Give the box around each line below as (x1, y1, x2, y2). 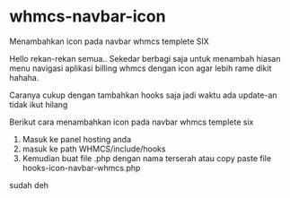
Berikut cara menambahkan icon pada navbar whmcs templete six (9, 116, 254, 127)
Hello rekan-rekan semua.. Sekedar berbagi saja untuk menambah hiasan (9, 53, 281, 64)
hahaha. (9, 72, 40, 82)
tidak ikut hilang (9, 99, 68, 109)
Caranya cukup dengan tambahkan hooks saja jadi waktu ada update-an (9, 90, 277, 100)
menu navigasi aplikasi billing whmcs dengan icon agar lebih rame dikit (9, 63, 272, 73)
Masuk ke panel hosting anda (22, 133, 132, 144)
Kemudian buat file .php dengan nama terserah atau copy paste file (22, 152, 272, 163)
